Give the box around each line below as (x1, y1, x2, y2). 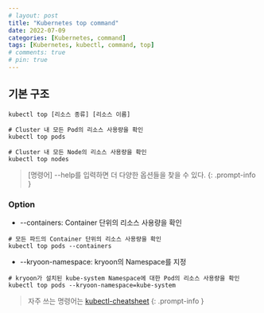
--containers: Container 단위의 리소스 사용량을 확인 (19, 218, 183, 227)
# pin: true (8, 56, 48, 64)
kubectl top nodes (8, 155, 69, 163)
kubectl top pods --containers (8, 242, 112, 250)
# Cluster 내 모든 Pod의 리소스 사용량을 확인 (8, 126, 144, 133)
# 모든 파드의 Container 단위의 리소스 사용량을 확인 (8, 235, 161, 243)
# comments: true (8, 48, 66, 56)
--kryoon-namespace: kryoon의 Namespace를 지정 (19, 257, 187, 266)
